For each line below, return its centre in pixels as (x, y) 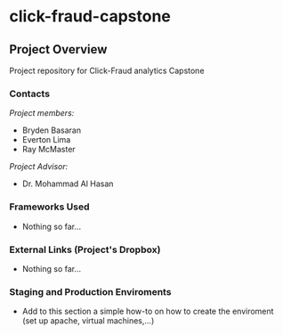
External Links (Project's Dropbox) (85, 249)
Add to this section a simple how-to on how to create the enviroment (148, 311)
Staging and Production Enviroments (90, 291)
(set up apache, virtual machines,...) (88, 321)
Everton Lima (46, 140)
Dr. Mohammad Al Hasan (68, 184)
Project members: (42, 113)
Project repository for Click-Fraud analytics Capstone (107, 70)
